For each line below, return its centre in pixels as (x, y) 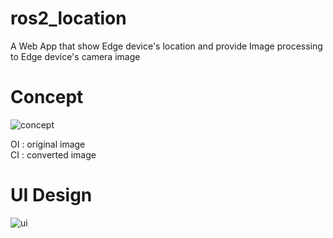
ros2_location (68, 18)
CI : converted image (53, 154)
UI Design (51, 195)
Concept (47, 97)
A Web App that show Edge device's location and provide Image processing (166, 46)
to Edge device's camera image (75, 56)
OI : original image (48, 144)
